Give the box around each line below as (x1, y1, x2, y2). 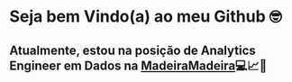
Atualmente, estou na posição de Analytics (9, 42, 257, 58)
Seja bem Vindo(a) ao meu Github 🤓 (9, 6, 282, 27)
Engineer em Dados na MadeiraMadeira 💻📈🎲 (9, 58, 268, 73)
